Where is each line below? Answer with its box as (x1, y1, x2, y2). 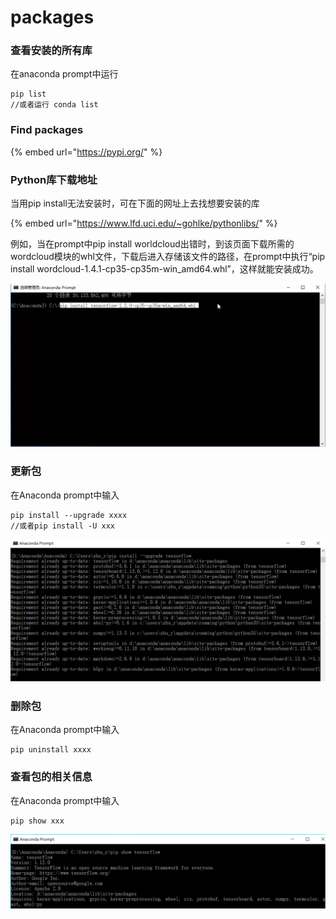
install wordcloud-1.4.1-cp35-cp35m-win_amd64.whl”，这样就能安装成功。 (10, 263, 319, 275)
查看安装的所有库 (10, 44, 93, 58)
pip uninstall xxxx (10, 745, 92, 755)
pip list (10, 89, 47, 100)
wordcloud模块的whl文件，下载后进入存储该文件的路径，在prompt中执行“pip (10, 251, 326, 263)
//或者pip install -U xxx (10, 521, 115, 531)
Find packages (10, 123, 84, 137)
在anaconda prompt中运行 (10, 68, 119, 80)
